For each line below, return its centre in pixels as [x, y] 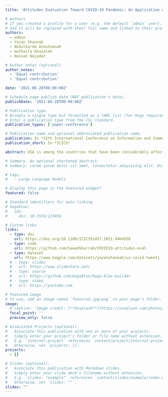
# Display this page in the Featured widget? [53, 188]
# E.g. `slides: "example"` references [49, 377]
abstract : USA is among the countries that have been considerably [77, 152]
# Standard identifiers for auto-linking [49, 202]
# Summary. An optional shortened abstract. [52, 161]
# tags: [13, 175]
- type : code [23, 243]
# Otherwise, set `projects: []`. [43, 345]
